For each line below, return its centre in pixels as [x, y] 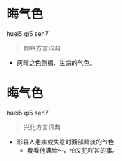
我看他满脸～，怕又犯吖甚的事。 [72, 150]
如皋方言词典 [42, 48]
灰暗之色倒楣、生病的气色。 [56, 62]
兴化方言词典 [42, 127]
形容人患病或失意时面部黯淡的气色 [65, 142]
